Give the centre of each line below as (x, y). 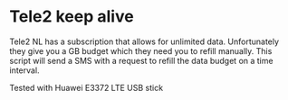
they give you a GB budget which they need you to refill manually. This (141, 50)
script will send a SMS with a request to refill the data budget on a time (141, 60)
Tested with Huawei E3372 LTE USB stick (86, 87)
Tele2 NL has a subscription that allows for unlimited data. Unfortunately (144, 41)
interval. (24, 70)
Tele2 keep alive (72, 17)
